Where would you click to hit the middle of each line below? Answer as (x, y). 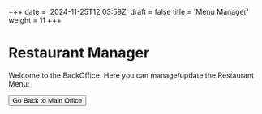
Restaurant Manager (79, 53)
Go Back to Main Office (47, 100)
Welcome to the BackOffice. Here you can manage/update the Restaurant (131, 75)
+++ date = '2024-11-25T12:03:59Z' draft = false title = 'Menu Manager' (129, 12)
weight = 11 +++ (35, 20)
